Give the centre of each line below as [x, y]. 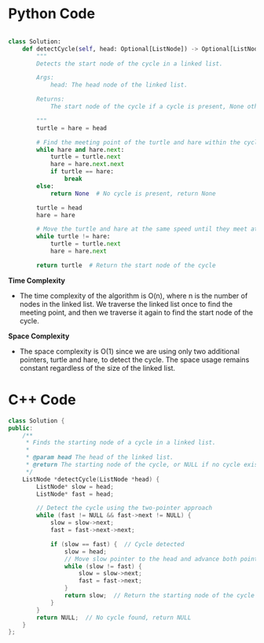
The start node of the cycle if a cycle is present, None [147, 107]
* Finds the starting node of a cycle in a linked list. [121, 443]
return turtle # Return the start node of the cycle [126, 265]
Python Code [52, 14]
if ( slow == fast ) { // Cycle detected [117, 544]
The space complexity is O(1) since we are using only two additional [129, 351]
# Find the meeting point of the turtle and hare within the [139, 142]
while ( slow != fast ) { [103, 566]
